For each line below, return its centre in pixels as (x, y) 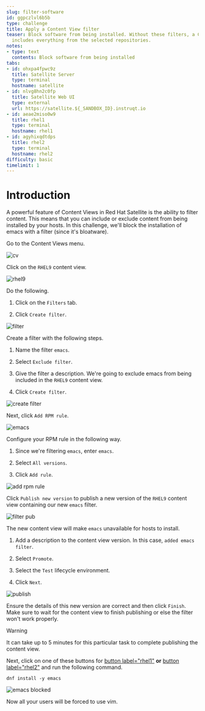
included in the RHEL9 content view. (59, 380)
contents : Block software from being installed (74, 57)
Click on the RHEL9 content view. (46, 267)
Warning (17, 631)
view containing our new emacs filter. (52, 505)
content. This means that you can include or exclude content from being (97, 219)
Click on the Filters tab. (46, 303)
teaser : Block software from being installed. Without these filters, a (101, 35)
